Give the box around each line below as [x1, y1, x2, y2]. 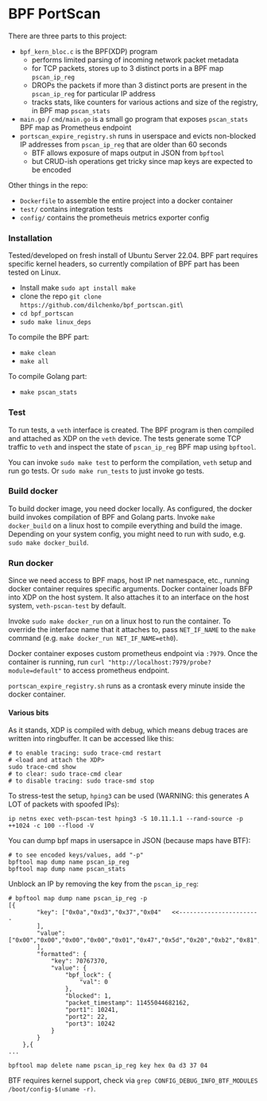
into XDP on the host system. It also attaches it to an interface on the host [8, 592, 250, 602]
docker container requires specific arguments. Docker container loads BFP [8, 584, 253, 594]
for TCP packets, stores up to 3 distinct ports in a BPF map [31, 63, 224, 72]
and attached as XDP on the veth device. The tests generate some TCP [8, 433, 242, 443]
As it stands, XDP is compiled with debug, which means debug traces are [8, 725, 249, 735]
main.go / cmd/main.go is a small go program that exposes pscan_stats [19, 114, 249, 123]
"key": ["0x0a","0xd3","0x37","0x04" [37, 908, 161, 916]
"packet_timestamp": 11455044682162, [64, 999, 191, 1007]
